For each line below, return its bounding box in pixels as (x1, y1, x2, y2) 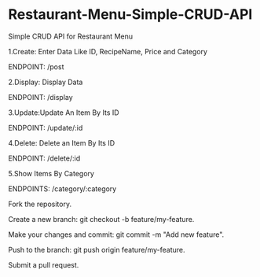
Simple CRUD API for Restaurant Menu (8, 31, 134, 41)
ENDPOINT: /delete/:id (8, 153, 81, 163)
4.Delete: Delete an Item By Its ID (8, 138, 115, 147)
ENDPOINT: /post (8, 61, 64, 72)
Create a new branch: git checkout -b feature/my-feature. (8, 214, 195, 223)
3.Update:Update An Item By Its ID (8, 108, 119, 117)
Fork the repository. (8, 199, 72, 209)
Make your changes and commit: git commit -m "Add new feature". (8, 230, 225, 239)
